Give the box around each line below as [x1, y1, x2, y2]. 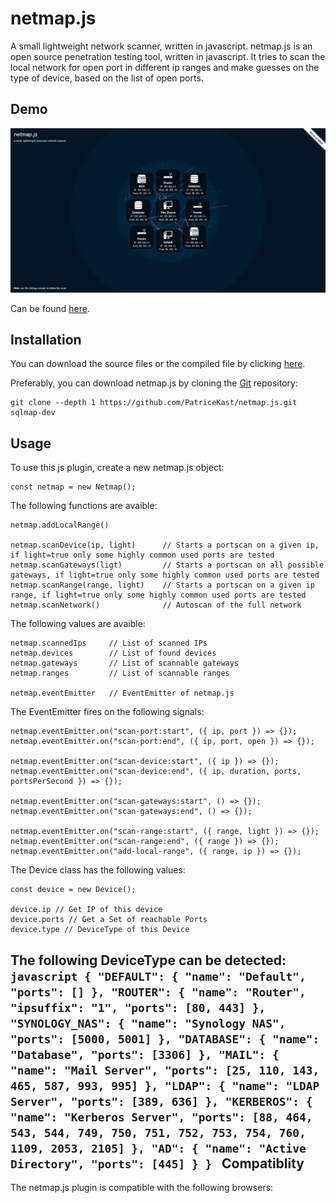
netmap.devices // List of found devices [10, 648, 217, 659]
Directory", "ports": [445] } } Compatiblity [10, 1155, 305, 1172]
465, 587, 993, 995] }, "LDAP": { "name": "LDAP [10, 1078, 320, 1093]
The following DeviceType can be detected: [10, 952, 287, 969]
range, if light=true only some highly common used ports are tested [10, 590, 307, 601]
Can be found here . [10, 302, 90, 314]
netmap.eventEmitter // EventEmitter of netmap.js [10, 688, 235, 699]
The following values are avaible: [10, 618, 146, 630]
